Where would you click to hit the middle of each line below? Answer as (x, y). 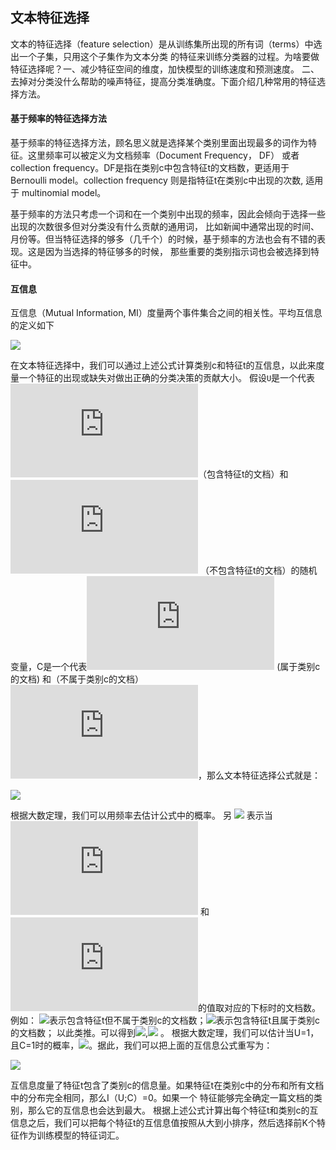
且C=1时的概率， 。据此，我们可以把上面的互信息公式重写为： (141, 1045)
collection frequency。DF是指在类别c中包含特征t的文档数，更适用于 (150, 168)
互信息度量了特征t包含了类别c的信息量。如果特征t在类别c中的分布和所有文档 (167, 1085)
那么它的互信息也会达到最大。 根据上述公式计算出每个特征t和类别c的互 (173, 1110)
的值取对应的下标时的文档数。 (259, 1008)
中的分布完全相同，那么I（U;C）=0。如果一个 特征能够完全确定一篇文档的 (162, 1098)
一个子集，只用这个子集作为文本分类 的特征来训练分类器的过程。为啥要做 (169, 56)
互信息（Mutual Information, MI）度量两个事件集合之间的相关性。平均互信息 (166, 313)
